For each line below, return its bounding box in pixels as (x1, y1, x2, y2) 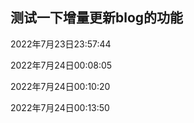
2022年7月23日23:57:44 (10, 38, 112, 50)
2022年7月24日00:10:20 (10, 80, 111, 92)
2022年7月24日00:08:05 (10, 59, 113, 71)
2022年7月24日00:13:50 (10, 101, 110, 113)
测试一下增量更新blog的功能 (10, 9, 184, 27)
